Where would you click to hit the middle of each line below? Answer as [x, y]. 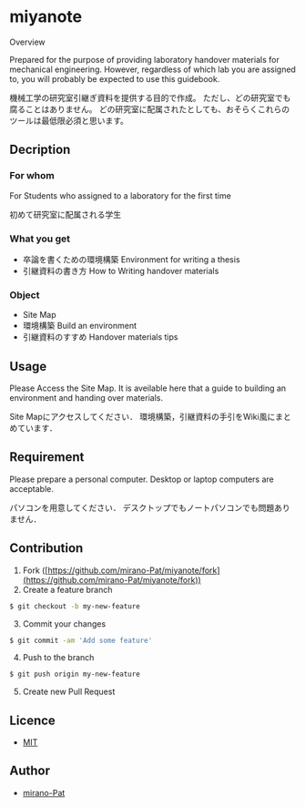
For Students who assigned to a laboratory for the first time [121, 195]
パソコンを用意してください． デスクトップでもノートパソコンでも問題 [142, 507]
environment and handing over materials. [86, 398]
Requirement [47, 457]
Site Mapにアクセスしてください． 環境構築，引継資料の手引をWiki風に [142, 417]
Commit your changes [64, 623]
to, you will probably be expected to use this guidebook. [115, 78]
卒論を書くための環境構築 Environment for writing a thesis [131, 259]
